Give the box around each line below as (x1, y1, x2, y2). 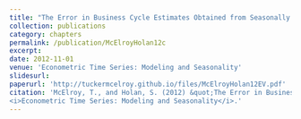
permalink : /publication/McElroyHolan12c (9, 38, 167, 47)
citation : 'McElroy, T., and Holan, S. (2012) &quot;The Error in (9, 88, 262, 97)
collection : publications (9, 21, 106, 30)
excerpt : (9, 47, 42, 55)
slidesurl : (9, 72, 50, 81)
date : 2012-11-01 (9, 55, 74, 64)
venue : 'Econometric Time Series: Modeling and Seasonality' (9, 64, 243, 72)
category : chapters (9, 30, 82, 38)
